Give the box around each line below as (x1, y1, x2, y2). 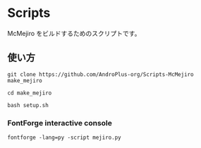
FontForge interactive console (7, 118, 113, 128)
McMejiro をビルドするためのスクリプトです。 (7, 29, 141, 37)
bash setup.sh (7, 101, 49, 109)
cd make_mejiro (7, 90, 52, 97)
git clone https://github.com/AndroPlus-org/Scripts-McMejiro (7, 70, 194, 78)
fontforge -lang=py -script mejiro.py (7, 134, 121, 142)
